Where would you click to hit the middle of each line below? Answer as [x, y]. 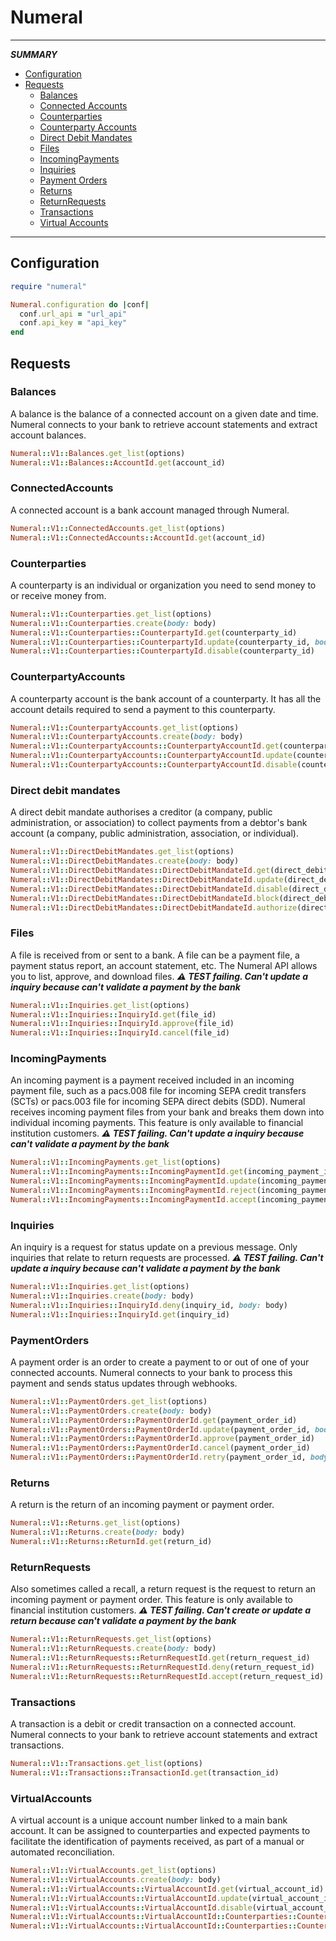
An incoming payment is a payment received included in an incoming [152, 1080]
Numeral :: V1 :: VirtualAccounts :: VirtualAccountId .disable [131, 1907]
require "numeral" [48, 286]
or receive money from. [58, 595]
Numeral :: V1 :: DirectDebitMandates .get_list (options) [122, 852]
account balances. [48, 435]
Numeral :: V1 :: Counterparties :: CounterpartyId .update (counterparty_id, [160, 642]
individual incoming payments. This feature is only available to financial [157, 1123]
